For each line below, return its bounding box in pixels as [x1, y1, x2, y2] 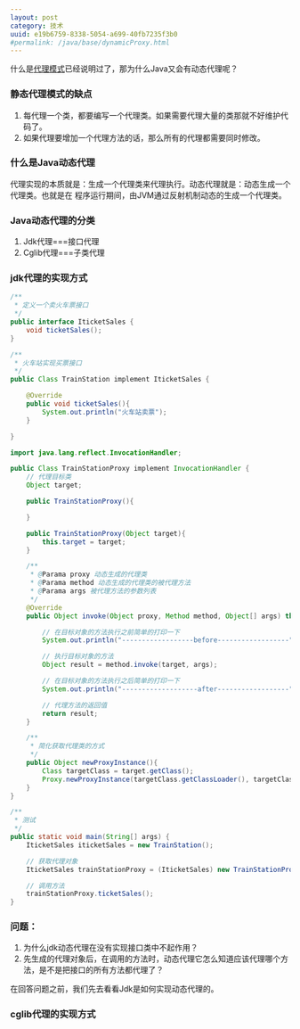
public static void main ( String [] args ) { [10, 833, 170, 842]
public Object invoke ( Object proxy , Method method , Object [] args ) [26, 612, 281, 621]
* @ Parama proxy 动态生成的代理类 [29, 570, 148, 580]
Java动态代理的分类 [10, 214, 96, 226]
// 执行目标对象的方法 [42, 652, 114, 661]
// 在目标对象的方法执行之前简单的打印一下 [42, 628, 181, 637]
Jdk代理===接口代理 [22, 236, 100, 247]
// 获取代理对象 [26, 857, 78, 866]
